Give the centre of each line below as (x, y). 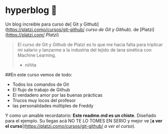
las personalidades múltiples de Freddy (53, 105)
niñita (30, 65)
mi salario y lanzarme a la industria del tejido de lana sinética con (84, 50)
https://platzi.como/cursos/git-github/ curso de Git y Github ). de (73, 29)
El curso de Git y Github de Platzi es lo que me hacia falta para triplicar (90, 44)
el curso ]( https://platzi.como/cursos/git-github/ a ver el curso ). (70, 126)
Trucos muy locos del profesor (44, 100)
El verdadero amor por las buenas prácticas (57, 95)
